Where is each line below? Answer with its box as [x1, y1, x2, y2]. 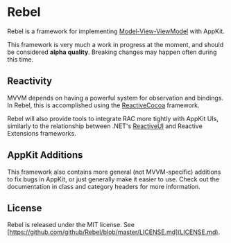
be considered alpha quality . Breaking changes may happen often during [7, 48, 217, 56]
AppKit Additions [7, 150, 83, 161]
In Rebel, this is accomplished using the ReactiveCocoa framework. [7, 101, 200, 109]
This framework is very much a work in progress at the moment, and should [7, 40, 224, 48]
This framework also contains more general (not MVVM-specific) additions [7, 168, 221, 176]
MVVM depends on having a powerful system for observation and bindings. [7, 93, 224, 102]
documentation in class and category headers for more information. [7, 182, 201, 190]
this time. [7, 55, 34, 63]
